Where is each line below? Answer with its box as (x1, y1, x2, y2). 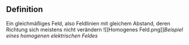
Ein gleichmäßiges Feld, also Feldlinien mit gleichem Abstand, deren (6, 20, 170, 27)
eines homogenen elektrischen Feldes (6, 32, 98, 39)
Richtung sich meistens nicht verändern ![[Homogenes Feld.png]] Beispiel (6, 26, 183, 33)
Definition (6, 5, 43, 14)
